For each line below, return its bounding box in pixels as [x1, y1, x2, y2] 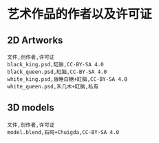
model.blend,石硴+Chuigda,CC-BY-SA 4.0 [7, 128, 120, 135]
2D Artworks [7, 34, 63, 46]
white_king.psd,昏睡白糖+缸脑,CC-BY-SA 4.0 [7, 76, 127, 83]
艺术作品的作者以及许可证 [7, 6, 153, 22]
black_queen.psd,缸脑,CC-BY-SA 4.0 [7, 68, 107, 75]
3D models [7, 102, 54, 114]
